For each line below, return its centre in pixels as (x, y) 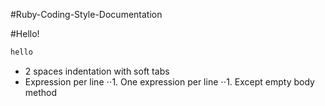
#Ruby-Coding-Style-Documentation (86, 14)
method (41, 92)
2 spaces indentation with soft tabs (97, 71)
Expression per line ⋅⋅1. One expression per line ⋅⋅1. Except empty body (169, 81)
